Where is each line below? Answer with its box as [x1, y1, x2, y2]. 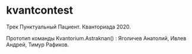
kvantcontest [6, 4, 73, 17]
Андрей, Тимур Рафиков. [6, 41, 69, 48]
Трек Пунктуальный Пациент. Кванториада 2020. [6, 23, 132, 30]
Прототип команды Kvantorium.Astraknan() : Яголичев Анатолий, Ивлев [6, 34, 187, 42]
